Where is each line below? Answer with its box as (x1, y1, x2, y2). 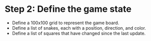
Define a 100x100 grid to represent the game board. (12, 20, 119, 26)
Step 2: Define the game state (5, 3, 132, 15)
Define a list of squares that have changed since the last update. (12, 30, 146, 36)
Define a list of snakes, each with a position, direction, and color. (12, 25, 146, 31)
